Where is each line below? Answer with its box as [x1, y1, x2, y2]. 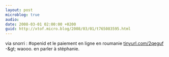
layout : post [5, 7, 33, 13]
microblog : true [5, 12, 40, 17]
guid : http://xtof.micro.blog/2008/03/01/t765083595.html [5, 26, 131, 32]
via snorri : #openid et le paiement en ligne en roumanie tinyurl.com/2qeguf [5, 40, 164, 46]
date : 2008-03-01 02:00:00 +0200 [5, 21, 76, 27]
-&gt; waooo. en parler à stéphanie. [5, 46, 80, 52]
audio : [5, 17, 19, 22]
